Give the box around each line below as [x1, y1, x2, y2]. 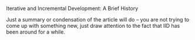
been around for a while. [6, 28, 66, 35]
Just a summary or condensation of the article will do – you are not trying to [6, 16, 190, 23]
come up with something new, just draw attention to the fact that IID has [6, 23, 180, 29]
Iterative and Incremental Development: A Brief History [6, 5, 139, 12]
